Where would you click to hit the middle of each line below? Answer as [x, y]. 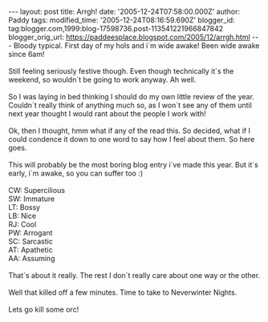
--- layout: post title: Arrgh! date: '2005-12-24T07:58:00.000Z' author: [124, 12]
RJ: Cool [22, 224]
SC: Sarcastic [31, 241]
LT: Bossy [24, 207]
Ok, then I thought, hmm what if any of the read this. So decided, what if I [130, 131]
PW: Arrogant [30, 233]
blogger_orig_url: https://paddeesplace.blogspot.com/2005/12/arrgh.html [129, 37]
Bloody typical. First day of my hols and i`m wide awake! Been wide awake [136, 46]
